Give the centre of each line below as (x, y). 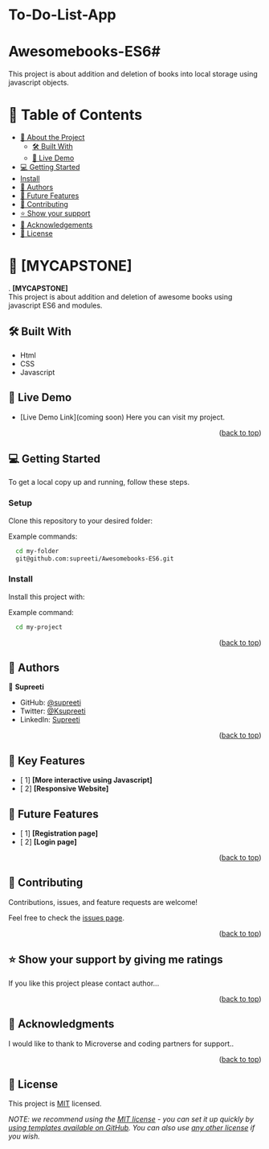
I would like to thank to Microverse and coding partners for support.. (121, 1044)
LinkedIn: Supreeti (50, 720)
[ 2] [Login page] (49, 842)
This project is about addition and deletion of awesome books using (120, 297)
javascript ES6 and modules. (55, 305)
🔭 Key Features (47, 760)
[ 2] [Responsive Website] (64, 789)
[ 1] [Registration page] (59, 833)
